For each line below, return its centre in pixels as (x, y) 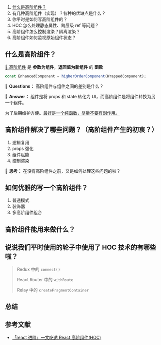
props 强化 (23, 148)
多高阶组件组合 (27, 213)
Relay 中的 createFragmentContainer (53, 290)
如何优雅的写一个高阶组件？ (47, 188)
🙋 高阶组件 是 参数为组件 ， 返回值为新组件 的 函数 (54, 67)
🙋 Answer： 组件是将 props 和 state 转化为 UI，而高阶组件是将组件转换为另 (80, 96)
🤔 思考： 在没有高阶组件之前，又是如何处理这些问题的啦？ (63, 171)
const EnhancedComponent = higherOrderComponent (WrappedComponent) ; (76, 76)
